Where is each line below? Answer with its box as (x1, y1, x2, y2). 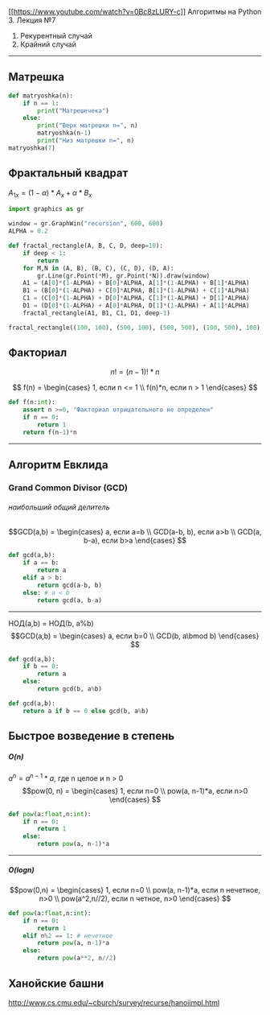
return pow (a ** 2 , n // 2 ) (37, 954, 117, 963)
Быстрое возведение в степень (8, 729, 175, 743)
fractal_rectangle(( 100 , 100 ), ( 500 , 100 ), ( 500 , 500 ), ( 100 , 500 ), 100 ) (8, 324, 261, 332)
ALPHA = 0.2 (8, 227, 48, 236)
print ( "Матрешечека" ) (37, 106, 110, 115)
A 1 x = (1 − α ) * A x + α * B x (8, 188, 92, 200)
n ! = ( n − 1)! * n (110, 367, 160, 377)
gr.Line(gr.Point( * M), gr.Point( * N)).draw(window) (37, 271, 211, 280)
